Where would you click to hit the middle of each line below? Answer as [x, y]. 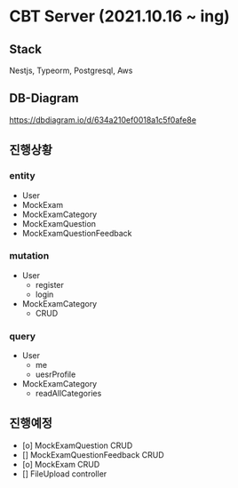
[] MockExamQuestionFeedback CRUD [93, 454]
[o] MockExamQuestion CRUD [77, 445]
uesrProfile [56, 374]
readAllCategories [68, 394]
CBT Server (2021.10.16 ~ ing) [120, 16]
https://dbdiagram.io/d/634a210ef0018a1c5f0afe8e [103, 120]
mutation [29, 256]
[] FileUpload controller [64, 474]
